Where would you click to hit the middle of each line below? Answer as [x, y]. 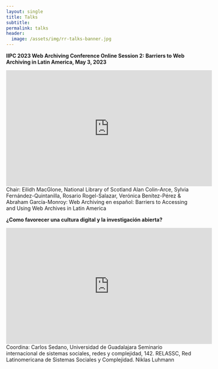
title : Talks [22, 17]
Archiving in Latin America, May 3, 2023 [56, 62]
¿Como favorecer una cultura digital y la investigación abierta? [84, 220]
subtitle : [18, 22]
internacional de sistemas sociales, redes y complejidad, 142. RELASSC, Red [99, 353]
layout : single [25, 11]
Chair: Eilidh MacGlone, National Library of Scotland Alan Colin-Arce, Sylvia [98, 190]
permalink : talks [27, 28]
